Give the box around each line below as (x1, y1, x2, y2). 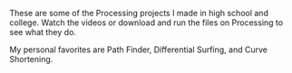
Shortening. (9, 54, 54, 64)
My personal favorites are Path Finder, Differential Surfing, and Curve (9, 44, 268, 55)
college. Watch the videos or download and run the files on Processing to (9, 17, 284, 28)
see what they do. (9, 27, 77, 37)
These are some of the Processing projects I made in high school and (9, 8, 269, 18)
